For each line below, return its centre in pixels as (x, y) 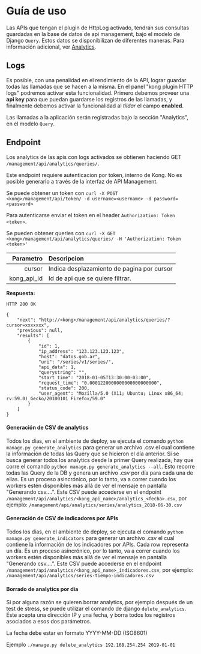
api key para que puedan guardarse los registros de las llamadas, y (89, 99)
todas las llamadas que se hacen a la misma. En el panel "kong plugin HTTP (100, 86)
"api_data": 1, (57, 367)
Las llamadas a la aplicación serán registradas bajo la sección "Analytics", (97, 117)
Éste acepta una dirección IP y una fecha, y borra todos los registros (91, 615)
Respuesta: (21, 293)
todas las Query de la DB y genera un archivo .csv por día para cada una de (100, 473)
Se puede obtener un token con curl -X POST (62, 193)
